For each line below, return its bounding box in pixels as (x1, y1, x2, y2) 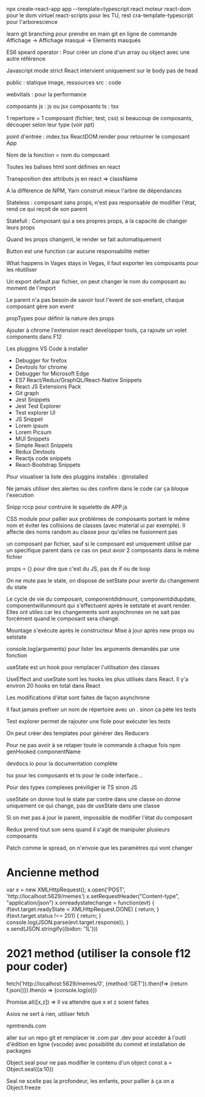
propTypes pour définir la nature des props (6, 315, 114, 321)
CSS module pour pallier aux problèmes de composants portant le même (6, 515, 190, 522)
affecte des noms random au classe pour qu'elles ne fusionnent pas (6, 528, 178, 536)
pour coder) (6, 960, 69, 974)
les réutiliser (6, 266, 37, 273)
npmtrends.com (6, 1022, 47, 1030)
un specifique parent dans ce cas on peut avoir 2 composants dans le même (6, 547, 199, 554)
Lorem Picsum (15, 429, 52, 436)
